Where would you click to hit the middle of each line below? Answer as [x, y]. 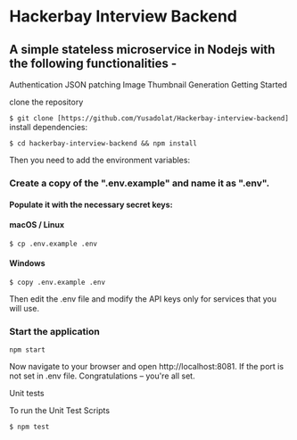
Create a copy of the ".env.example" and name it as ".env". [140, 183]
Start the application [54, 331]
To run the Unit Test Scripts [59, 411]
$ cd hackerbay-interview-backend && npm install [103, 144]
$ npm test [29, 427]
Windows [27, 263]
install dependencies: [48, 127]
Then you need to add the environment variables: [99, 160]
